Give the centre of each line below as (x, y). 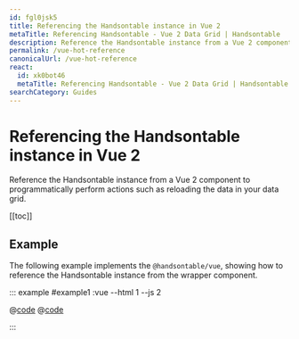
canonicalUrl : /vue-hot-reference (73, 59)
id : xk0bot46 (41, 76)
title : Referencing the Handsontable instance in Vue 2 (115, 26)
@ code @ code (36, 310)
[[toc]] (21, 216)
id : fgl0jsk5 (33, 17)
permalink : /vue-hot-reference (67, 51)
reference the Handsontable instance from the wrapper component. (133, 275)
